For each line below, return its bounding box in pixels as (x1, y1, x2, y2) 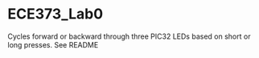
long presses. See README (7, 39, 99, 49)
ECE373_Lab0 (7, 5, 104, 23)
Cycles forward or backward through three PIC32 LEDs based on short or (7, 31, 251, 41)
